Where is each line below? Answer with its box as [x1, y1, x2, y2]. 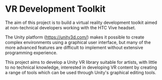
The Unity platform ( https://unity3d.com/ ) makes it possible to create [5, 34, 145, 40]
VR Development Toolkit [5, 3, 106, 15]
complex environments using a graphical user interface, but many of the [5, 39, 151, 45]
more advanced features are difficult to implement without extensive [5, 44, 143, 50]
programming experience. [5, 50, 58, 56]
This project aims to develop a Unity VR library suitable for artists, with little [5, 59, 157, 65]
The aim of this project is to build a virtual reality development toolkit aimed [5, 20, 158, 25]
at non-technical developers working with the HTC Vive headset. [5, 24, 136, 30]
